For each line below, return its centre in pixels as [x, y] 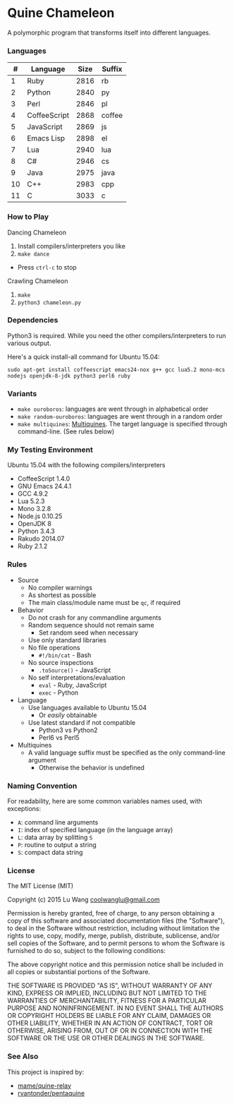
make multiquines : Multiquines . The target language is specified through [122, 424]
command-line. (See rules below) [66, 431]
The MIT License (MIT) [41, 886]
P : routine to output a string [57, 845]
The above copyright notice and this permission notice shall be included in [115, 964]
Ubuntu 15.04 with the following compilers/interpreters [86, 465]
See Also [23, 1057]
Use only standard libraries [67, 640]
